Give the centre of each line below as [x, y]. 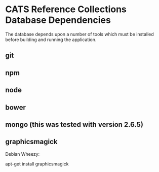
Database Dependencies [58, 20]
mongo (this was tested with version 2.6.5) [74, 125]
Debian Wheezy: [23, 154]
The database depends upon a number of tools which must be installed [80, 34]
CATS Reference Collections [66, 9]
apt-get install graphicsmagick [37, 164]
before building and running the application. [51, 40]
